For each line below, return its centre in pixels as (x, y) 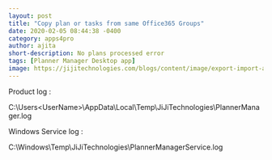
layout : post (30, 16)
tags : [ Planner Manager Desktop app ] (72, 61)
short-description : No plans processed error (86, 53)
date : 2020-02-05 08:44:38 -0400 (65, 31)
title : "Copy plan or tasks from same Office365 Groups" (106, 23)
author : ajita (32, 46)
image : (19, 69)
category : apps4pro (41, 38)
